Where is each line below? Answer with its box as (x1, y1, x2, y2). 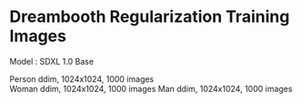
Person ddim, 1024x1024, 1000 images (9, 73, 155, 84)
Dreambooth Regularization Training (9, 6, 290, 27)
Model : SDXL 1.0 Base (9, 56, 94, 67)
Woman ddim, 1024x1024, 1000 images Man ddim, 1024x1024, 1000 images (9, 83, 293, 94)
